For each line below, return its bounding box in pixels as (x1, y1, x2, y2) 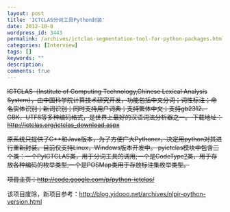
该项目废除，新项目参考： (7, 189, 79, 198)
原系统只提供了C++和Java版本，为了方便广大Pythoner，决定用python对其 (7, 134, 216, 143)
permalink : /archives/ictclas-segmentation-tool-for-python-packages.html (7, 36, 225, 43)
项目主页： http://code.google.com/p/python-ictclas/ (7, 175, 155, 183)
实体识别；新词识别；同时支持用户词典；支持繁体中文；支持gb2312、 (12, 104, 208, 113)
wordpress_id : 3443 (7, 29, 63, 36)
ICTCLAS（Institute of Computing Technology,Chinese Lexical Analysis (7, 87, 207, 95)
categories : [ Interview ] (7, 42, 78, 49)
